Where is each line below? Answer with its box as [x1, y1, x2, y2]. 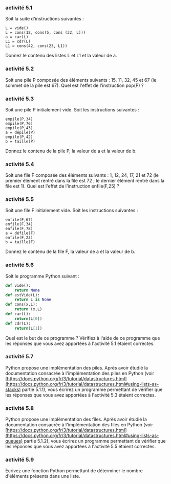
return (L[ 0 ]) [14, 316, 42, 321]
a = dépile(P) [5, 130, 36, 135]
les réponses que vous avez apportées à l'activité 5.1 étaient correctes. [5, 340, 155, 347]
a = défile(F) [5, 231, 36, 236]
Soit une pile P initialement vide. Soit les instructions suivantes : [5, 106, 140, 112]
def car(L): [5, 311, 31, 317]
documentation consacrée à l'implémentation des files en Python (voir [5, 422, 154, 428]
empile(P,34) [5, 117, 33, 122]
